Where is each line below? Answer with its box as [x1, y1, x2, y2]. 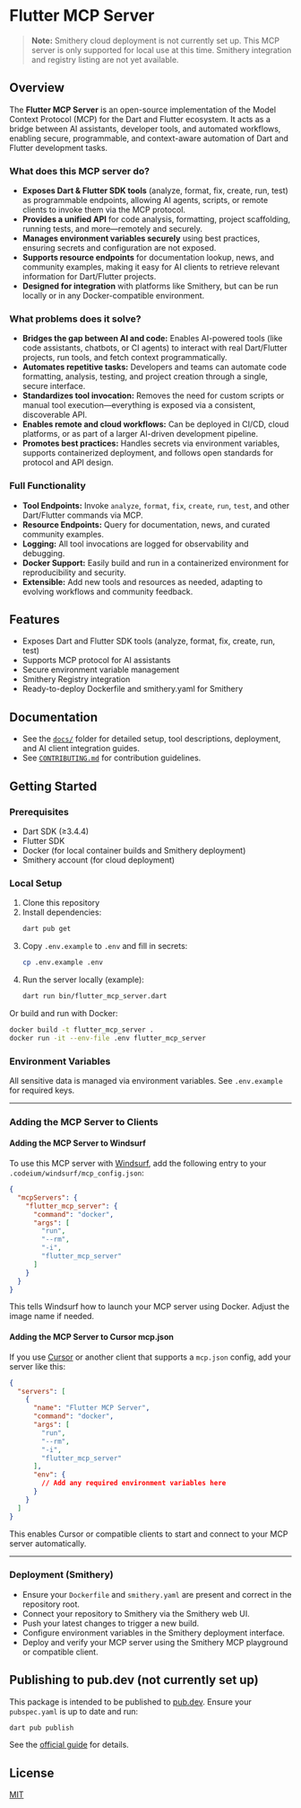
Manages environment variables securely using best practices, [21, 233, 261, 244]
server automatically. [9, 1538, 87, 1548]
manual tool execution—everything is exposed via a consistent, [21, 400, 256, 411]
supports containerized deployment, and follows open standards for [21, 448, 274, 458]
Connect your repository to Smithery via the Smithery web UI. [21, 1608, 250, 1618]
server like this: [9, 1360, 65, 1371]
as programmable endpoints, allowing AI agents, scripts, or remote [21, 195, 269, 206]
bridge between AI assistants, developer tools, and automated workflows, [9, 123, 281, 134]
